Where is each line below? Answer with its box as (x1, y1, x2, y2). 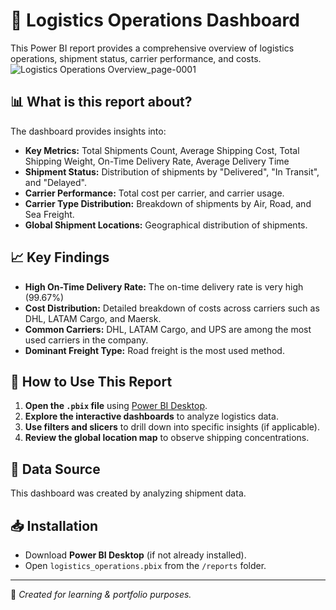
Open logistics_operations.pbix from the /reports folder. (24, 560, 267, 571)
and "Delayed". (24, 176, 88, 188)
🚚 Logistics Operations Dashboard (10, 9, 300, 32)
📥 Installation (10, 517, 99, 534)
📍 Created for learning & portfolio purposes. (10, 589, 192, 600)
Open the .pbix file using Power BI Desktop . (24, 400, 208, 412)
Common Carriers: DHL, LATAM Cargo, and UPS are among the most (24, 323, 312, 335)
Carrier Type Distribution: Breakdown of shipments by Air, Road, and (24, 197, 312, 209)
